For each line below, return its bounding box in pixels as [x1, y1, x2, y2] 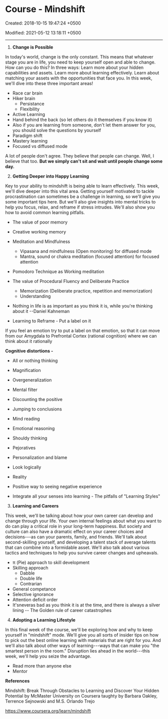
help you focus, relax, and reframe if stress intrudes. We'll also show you [5, 204, 155, 210]
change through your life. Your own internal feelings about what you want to [5, 517, 161, 523]
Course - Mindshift [5, 3, 85, 15]
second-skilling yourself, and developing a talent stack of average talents [5, 539, 156, 545]
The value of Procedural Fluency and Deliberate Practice [12, 278, 129, 284]
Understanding [19, 293, 51, 299]
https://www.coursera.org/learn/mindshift [5, 707, 91, 713]
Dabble [19, 570, 35, 576]
